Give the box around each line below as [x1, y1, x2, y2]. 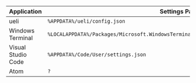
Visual [9, 44, 26, 51]
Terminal [9, 34, 33, 42]
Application [9, 8, 42, 15]
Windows [9, 27, 35, 34]
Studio [9, 50, 27, 59]
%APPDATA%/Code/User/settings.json [47, 52, 146, 57]
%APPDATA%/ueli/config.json [47, 18, 125, 24]
